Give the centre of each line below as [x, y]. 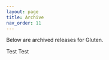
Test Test [18, 52]
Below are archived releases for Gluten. [55, 40]
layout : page [22, 12]
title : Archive [25, 17]
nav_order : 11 [24, 23]
